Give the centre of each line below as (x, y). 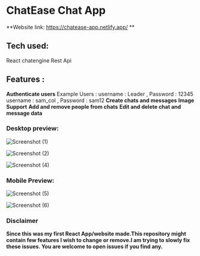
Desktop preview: (32, 129)
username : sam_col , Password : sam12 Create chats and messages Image (100, 100)
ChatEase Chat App (56, 11)
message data (24, 113)
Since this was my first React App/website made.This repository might (96, 234)
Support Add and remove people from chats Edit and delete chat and (94, 106)
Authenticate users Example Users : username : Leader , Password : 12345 (100, 94)
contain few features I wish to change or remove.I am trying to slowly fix (98, 240)
